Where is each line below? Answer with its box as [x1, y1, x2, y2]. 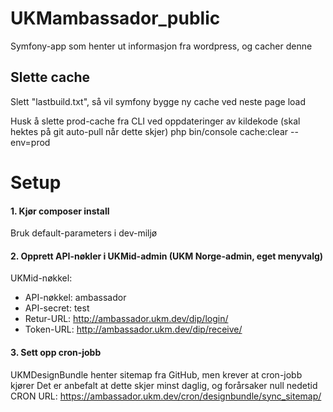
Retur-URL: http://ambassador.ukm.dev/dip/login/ [24, 313, 229, 325]
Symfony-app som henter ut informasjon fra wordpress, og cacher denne [10, 40, 313, 52]
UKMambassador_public [10, 7, 221, 30]
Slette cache [10, 69, 91, 86]
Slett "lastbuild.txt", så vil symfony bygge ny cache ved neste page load [10, 95, 307, 107]
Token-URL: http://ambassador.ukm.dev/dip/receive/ [24, 323, 243, 336]
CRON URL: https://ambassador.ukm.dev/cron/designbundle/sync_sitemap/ [10, 390, 322, 402]
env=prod [10, 136, 51, 148]
